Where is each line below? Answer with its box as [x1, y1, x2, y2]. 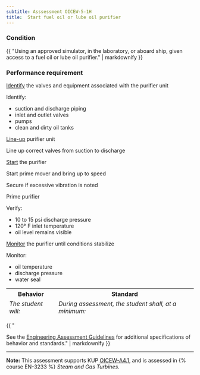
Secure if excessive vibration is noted [6, 182, 98, 189]
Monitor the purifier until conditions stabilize [6, 240, 115, 247]
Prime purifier [6, 193, 40, 200]
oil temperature [14, 263, 52, 270]
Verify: [6, 204, 23, 212]
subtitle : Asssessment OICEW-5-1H [6, 8, 92, 15]
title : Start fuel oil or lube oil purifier [6, 14, 121, 20]
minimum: [58, 307, 86, 316]
